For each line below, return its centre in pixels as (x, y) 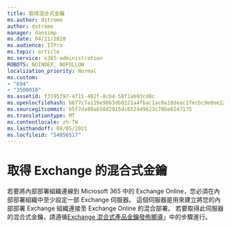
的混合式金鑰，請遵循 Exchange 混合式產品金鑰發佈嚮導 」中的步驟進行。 (109, 217)
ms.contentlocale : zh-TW (43, 122)
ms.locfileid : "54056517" (44, 135)
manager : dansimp (32, 33)
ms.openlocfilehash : (37, 103)
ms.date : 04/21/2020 (37, 39)
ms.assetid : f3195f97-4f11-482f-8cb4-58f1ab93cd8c (81, 97)
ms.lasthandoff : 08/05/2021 (47, 128)
